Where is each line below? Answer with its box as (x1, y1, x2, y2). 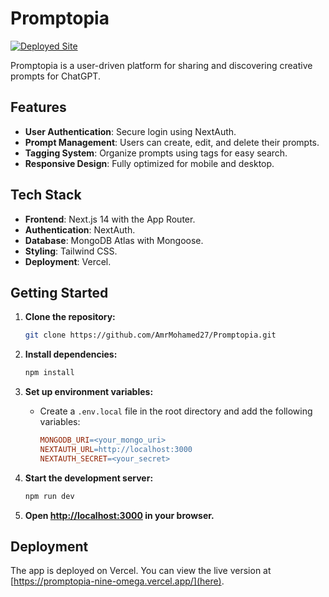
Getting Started (10, 284, 109, 301)
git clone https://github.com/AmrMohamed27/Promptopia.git (24, 330, 277, 341)
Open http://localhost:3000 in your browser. (24, 509, 215, 521)
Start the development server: (24, 472, 154, 484)
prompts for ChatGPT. (10, 70, 101, 82)
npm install (24, 368, 75, 378)
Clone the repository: (24, 311, 116, 323)
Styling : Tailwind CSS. (24, 245, 118, 257)
